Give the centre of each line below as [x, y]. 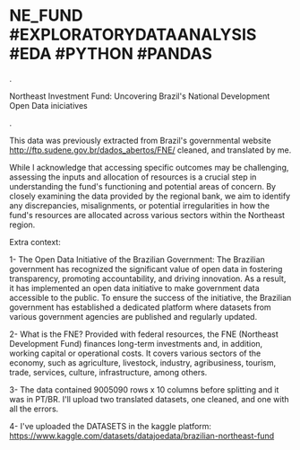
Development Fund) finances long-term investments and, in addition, [136, 343]
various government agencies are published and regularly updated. [133, 316]
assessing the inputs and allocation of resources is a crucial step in [133, 177]
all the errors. [34, 409]
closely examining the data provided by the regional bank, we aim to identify [150, 196]
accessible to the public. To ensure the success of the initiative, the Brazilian [150, 297]
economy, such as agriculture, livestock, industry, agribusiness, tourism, [142, 362]
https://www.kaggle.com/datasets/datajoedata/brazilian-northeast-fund [142, 436]
